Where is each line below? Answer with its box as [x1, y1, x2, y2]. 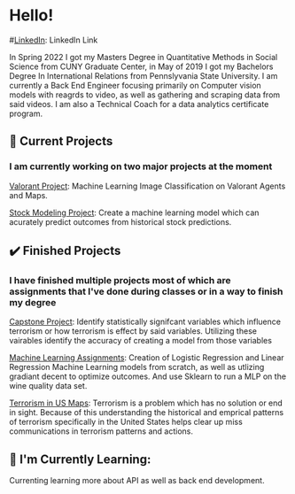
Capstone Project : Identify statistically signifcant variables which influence [9, 316, 282, 328]
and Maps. [9, 189, 49, 200]
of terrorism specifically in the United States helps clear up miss [9, 417, 244, 428]
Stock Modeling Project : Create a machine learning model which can [9, 207, 260, 218]
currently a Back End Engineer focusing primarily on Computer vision [9, 80, 261, 90]
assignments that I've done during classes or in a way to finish [9, 285, 283, 297]
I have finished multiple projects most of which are [9, 274, 231, 286]
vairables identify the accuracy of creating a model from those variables [9, 336, 273, 346]
